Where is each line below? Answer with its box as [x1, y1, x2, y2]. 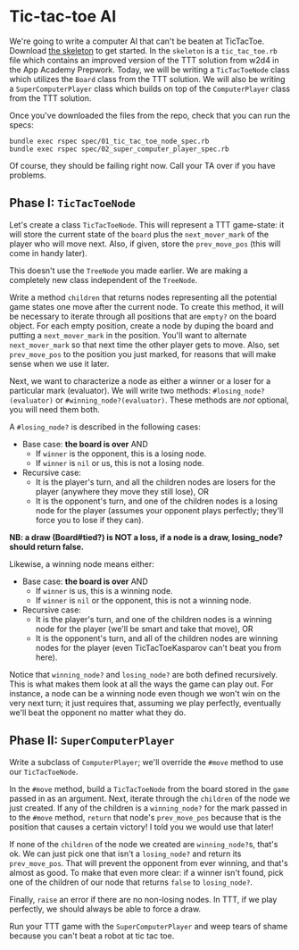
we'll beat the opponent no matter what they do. [9, 707, 187, 718]
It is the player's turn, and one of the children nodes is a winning [35, 613, 272, 624]
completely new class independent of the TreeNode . [9, 274, 198, 285]
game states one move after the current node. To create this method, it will [9, 301, 284, 312]
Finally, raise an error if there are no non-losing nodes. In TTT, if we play [9, 894, 278, 904]
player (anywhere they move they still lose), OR [35, 486, 210, 496]
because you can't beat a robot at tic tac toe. [9, 930, 175, 941]
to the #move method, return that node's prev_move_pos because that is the [9, 812, 282, 822]
